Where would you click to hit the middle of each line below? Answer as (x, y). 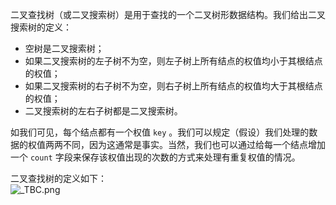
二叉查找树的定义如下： (58, 178)
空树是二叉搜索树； (64, 48)
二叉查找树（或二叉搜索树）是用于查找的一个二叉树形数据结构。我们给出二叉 (168, 14)
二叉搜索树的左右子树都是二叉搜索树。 (103, 111)
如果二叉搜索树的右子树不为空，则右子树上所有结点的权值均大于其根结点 (173, 86)
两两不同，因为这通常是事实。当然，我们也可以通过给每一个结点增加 (185, 144)
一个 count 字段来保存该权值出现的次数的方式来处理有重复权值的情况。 (155, 157)
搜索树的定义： (41, 27)
